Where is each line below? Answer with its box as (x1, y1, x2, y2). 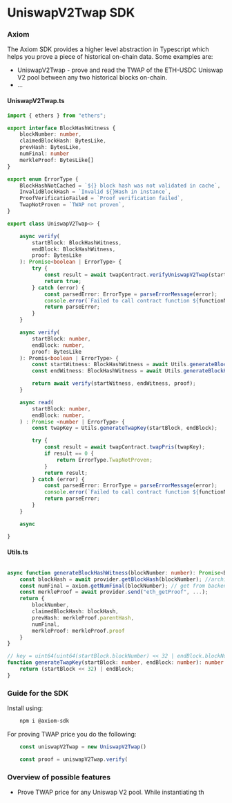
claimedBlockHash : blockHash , (32, 608, 119, 615)
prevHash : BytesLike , (19, 144, 81, 151)
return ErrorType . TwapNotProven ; (56, 456, 153, 463)
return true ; (43, 278, 81, 285)
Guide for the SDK (7, 688, 69, 698)
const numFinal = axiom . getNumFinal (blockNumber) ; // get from (19, 582, 206, 589)
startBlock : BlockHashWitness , (32, 239, 122, 246)
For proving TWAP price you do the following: (7, 730, 137, 738)
